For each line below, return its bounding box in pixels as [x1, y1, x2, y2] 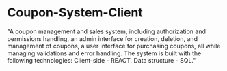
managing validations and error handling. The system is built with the [7, 49, 202, 57]
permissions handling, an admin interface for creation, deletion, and [7, 34, 198, 42]
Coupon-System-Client [7, 5, 144, 20]
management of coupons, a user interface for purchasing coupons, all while [7, 42, 221, 50]
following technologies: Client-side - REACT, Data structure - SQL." [7, 56, 196, 64]
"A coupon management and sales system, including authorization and [7, 27, 206, 35]
